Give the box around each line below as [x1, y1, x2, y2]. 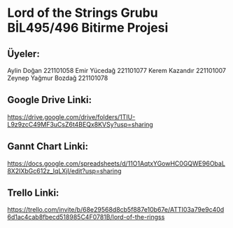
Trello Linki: [7, 187, 59, 199]
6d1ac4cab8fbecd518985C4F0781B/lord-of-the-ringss [7, 213, 165, 222]
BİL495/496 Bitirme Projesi [7, 20, 169, 36]
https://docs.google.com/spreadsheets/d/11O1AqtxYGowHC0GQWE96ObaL [7, 159, 226, 168]
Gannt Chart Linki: [7, 140, 89, 152]
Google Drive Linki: [7, 94, 92, 106]
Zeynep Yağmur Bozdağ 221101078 [7, 74, 108, 82]
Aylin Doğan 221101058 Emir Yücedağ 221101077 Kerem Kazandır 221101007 [7, 67, 226, 74]
